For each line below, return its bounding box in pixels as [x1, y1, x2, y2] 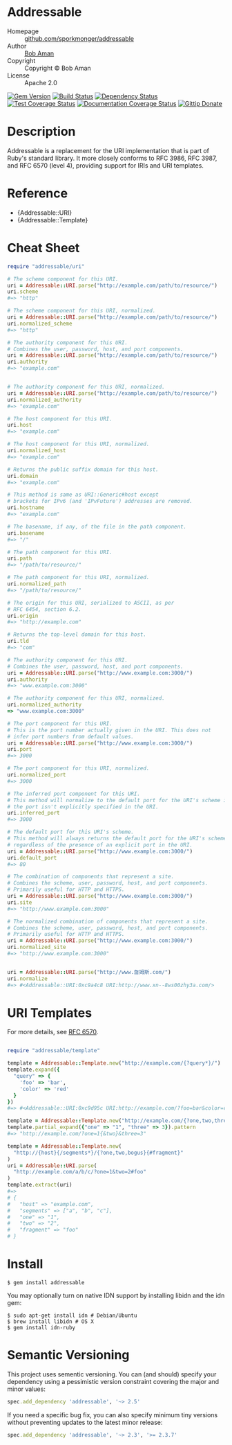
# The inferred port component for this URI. [7, 790, 140, 797]
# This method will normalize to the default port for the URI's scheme [7, 797, 221, 804]
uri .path [7, 555, 32, 562]
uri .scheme [7, 288, 39, 295]
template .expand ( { [7, 1066, 60, 1074]
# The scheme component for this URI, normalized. [7, 308, 156, 314]
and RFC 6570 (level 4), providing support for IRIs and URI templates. [7, 161, 204, 170]
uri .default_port [7, 854, 57, 861]
